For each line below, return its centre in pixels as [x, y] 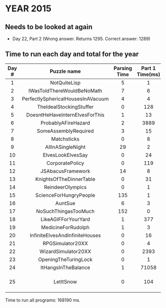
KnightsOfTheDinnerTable [65, 179]
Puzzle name [65, 71]
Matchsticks [65, 139]
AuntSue [65, 203]
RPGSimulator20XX [65, 243]
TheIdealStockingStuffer [65, 107]
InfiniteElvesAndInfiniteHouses [65, 235]
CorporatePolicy [65, 163]
